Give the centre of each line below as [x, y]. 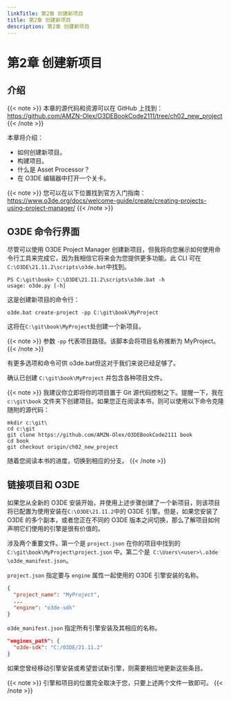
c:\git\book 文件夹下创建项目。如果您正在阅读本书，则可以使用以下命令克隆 [115, 401]
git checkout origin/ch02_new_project [63, 447]
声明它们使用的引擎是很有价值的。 [56, 529]
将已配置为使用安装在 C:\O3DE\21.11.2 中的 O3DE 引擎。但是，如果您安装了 [113, 511]
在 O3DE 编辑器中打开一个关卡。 [63, 178]
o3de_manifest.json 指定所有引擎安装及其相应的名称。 [84, 628]
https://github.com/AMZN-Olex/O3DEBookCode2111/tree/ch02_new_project [115, 116]
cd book [18, 441]
